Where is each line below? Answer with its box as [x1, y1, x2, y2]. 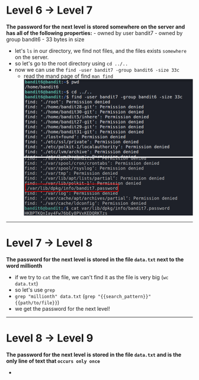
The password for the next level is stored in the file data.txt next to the [6, 256, 184, 263]
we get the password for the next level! [14, 305, 111, 312]
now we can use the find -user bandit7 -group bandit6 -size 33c [14, 66, 179, 73]
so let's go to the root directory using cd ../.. [14, 60, 129, 67]
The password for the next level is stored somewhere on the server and [6, 23, 185, 30]
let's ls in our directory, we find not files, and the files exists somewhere [14, 47, 187, 54]
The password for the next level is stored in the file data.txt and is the [6, 351, 182, 358]
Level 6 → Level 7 [6, 4, 93, 17]
